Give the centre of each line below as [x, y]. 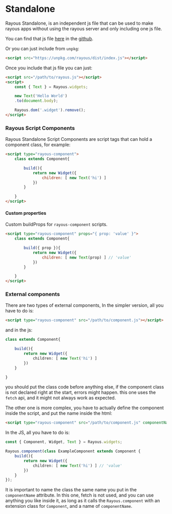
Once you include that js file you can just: [49, 68]
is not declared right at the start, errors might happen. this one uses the [81, 392]
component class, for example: [38, 145]
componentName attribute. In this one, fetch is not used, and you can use [80, 495]
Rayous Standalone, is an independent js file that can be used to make [79, 23]
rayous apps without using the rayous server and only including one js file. [84, 28]
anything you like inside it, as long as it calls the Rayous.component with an [83, 501]
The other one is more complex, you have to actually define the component [84, 408]
